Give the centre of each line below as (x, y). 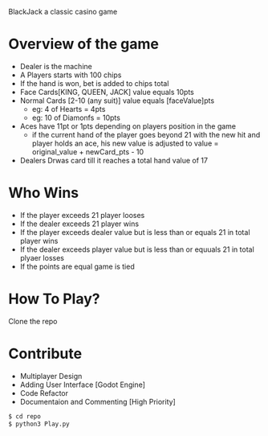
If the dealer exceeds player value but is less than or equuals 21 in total (137, 249)
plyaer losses (42, 257)
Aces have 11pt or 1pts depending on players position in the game (128, 126)
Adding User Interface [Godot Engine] (83, 385)
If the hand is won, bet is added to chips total (94, 83)
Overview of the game (83, 44)
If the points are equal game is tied (77, 266)
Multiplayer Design (51, 376)
